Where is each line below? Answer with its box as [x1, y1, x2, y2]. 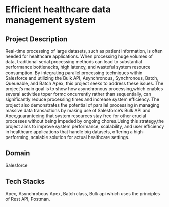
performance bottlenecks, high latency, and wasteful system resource [5, 64, 151, 70]
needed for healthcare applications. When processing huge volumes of [5, 53, 153, 59]
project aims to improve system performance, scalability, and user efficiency [5, 123, 164, 129]
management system [5, 14, 96, 26]
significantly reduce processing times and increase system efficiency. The [5, 96, 160, 102]
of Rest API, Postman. [5, 196, 50, 202]
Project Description [5, 34, 68, 43]
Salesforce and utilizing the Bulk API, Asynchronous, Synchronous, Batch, [5, 75, 159, 81]
